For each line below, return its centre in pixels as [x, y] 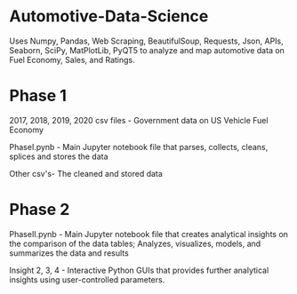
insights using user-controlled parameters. [87, 279]
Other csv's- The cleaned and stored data [86, 173]
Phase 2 [40, 210]
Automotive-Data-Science [109, 16]
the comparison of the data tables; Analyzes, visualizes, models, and [135, 243]
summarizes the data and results [69, 253]
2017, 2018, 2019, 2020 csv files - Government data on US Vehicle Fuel [139, 120]
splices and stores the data [59, 156]
